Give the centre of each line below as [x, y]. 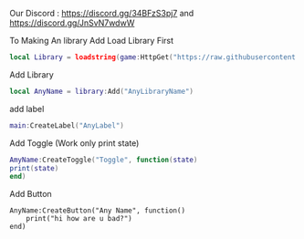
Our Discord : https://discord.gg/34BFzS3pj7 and [102, 13]
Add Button [31, 194]
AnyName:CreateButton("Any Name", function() [97, 211]
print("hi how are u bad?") [79, 219]
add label [27, 109]
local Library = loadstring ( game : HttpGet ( [91, 57]
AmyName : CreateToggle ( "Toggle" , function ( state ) [104, 160]
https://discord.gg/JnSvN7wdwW [72, 23]
